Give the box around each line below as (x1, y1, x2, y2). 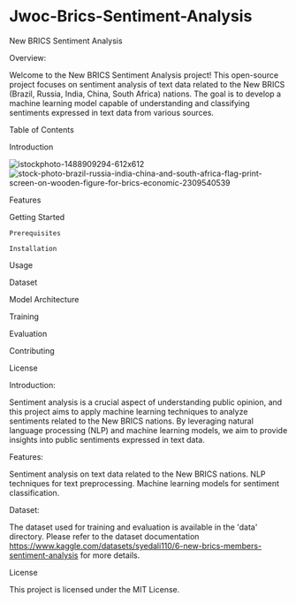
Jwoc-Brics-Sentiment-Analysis (9, 6, 253, 27)
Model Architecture (9, 294, 80, 304)
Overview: (9, 52, 47, 63)
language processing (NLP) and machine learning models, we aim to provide (9, 424, 288, 435)
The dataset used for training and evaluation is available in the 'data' (9, 522, 258, 532)
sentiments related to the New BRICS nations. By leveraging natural (9, 416, 254, 426)
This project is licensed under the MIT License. (9, 584, 180, 594)
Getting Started (9, 211, 65, 222)
